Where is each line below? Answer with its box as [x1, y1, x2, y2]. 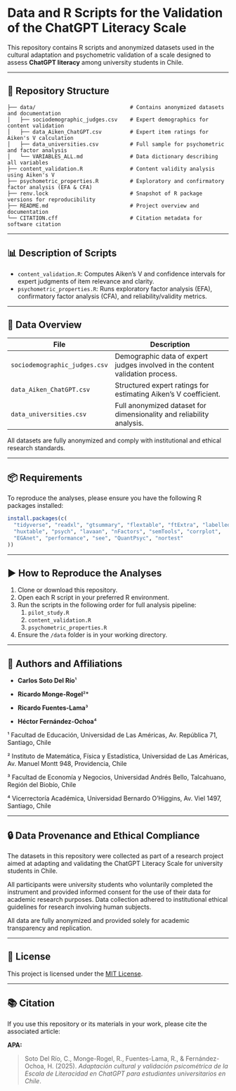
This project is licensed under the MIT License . [7, 969, 143, 978]
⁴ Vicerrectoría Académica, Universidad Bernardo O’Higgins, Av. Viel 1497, [7, 794, 222, 803]
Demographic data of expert [114, 352, 209, 362]
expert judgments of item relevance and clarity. [17, 276, 155, 286]
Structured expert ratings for [114, 381, 209, 390]
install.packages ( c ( [7, 515, 68, 522]
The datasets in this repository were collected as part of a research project [7, 852, 224, 860]
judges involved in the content [114, 360, 214, 370]
